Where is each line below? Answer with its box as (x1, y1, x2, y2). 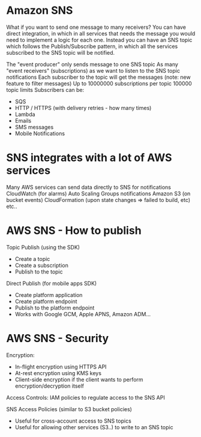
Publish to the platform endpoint (14, 304, 95, 311)
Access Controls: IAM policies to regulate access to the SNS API (6, 394, 165, 401)
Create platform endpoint (14, 298, 77, 305)
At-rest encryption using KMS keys (14, 369, 102, 376)
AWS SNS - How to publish (6, 224, 142, 237)
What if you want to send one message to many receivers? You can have (6, 23, 186, 31)
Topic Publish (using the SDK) (6, 243, 80, 251)
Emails (14, 117, 32, 124)
